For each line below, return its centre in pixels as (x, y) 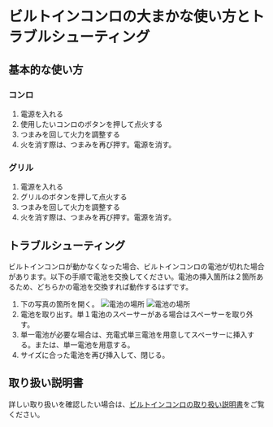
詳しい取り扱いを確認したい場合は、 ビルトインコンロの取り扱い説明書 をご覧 (136, 404)
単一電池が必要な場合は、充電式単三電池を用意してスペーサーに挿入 (134, 334)
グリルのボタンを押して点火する (74, 197)
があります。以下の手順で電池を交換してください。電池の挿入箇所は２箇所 (132, 277)
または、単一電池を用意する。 (84, 344)
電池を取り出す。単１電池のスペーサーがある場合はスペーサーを (126, 314)
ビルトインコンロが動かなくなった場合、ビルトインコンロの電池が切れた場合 (136, 266)
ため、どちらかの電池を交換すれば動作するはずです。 (104, 286)
